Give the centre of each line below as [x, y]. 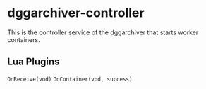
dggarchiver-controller [76, 13]
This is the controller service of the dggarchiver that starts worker [103, 32]
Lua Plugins [34, 62]
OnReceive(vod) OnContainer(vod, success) [70, 79]
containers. [24, 39]
